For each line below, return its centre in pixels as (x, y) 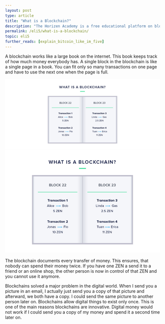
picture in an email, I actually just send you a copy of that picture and (75, 291)
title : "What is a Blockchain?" (38, 21)
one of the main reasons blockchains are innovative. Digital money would (79, 307)
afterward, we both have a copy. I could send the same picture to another (79, 296)
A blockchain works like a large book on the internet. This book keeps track (81, 56)
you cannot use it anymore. (33, 276)
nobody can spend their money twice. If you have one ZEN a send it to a (78, 266)
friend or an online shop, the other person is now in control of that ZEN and (81, 271)
